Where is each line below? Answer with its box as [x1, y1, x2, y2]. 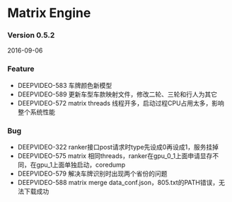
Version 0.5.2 [7, 30, 55, 40]
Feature [7, 64, 35, 74]
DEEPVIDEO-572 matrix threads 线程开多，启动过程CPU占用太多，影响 [17, 99, 225, 107]
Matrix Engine [7, 5, 91, 21]
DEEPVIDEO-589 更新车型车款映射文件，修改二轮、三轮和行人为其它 [17, 90, 218, 99]
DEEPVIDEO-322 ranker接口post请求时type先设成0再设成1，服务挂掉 [17, 143, 219, 152]
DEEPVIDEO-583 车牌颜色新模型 [17, 81, 112, 89]
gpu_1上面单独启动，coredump [36, 161, 126, 169]
